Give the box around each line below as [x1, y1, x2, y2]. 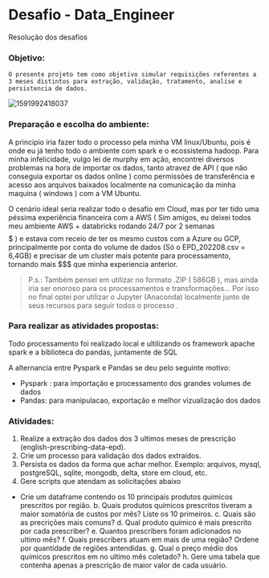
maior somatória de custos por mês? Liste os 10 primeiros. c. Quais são [19, 509, 256, 519]
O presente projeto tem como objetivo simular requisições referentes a [8, 71, 257, 79]
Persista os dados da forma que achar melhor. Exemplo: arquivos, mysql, [19, 460, 262, 469]
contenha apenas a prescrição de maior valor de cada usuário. [19, 560, 228, 570]
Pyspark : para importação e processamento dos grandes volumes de [19, 378, 251, 387]
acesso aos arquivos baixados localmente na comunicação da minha [8, 179, 236, 190]
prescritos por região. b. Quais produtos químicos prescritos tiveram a [19, 501, 253, 510]
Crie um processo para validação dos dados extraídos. [19, 451, 202, 461]
